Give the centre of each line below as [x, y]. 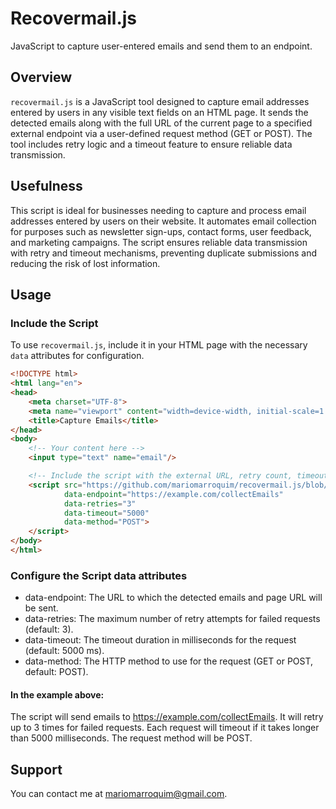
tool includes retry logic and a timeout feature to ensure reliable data [151, 144]
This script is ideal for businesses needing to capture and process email [158, 210]
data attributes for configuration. [77, 356]
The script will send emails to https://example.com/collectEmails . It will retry [167, 717]
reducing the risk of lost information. [85, 263]
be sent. [41, 608]
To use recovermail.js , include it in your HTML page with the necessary [159, 345]
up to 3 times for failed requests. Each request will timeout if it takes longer [165, 728]
